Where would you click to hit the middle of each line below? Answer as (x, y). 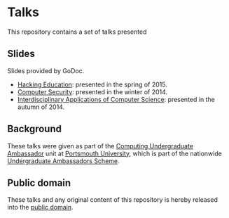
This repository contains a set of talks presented (77, 32)
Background (34, 129)
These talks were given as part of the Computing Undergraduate (100, 146)
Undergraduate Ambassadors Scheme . (64, 161)
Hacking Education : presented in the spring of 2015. (92, 84)
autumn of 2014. (41, 107)
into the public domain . (40, 207)
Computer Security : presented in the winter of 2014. (92, 91)
